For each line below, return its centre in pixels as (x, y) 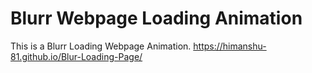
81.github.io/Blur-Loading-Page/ (76, 56)
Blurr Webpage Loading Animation (156, 18)
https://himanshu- (230, 46)
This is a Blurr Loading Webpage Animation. (101, 46)
